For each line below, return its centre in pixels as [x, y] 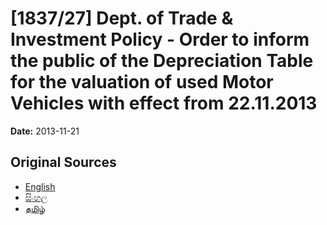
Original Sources [63, 162]
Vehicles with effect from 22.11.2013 [164, 103]
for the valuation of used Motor [142, 82]
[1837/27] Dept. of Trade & [122, 18]
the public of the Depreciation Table [162, 61]
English [40, 186]
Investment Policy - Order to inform [160, 39]
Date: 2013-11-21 [45, 131]
